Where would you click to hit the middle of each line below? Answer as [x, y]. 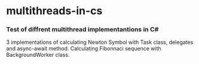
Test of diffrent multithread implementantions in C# [82, 30]
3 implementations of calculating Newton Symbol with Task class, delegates [100, 42]
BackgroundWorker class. [38, 55]
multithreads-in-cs [54, 11]
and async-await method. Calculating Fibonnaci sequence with [84, 49]
